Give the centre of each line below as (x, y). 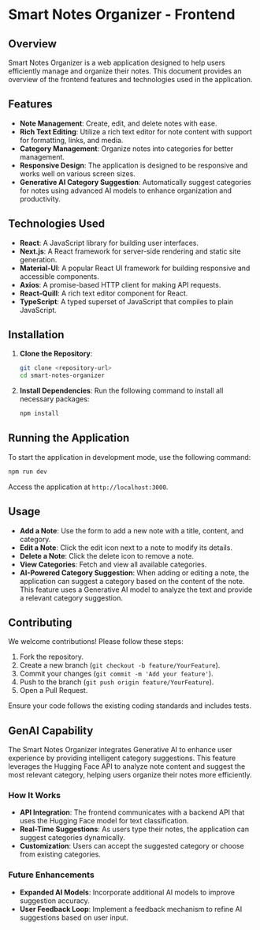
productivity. (40, 198)
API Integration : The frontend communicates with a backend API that (132, 812)
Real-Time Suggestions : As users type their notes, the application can (134, 829)
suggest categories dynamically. (72, 838)
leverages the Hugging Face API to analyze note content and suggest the (127, 766)
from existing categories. (60, 854)
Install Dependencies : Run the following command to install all (121, 391)
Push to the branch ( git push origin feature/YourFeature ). (117, 682)
